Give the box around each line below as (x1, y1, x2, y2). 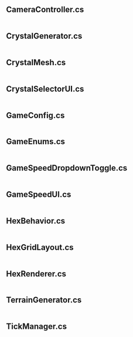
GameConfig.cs (6, 110, 65, 120)
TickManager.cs (6, 322, 67, 332)
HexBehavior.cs (6, 216, 66, 226)
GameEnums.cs (6, 136, 66, 146)
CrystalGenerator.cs (6, 31, 83, 41)
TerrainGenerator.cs (6, 295, 82, 305)
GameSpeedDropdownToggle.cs (6, 163, 128, 173)
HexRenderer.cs (6, 269, 66, 279)
